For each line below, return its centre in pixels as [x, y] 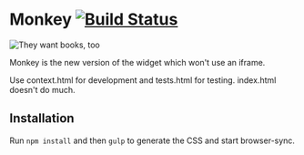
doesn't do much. [42, 89]
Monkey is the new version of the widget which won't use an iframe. [137, 62]
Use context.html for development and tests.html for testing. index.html [143, 80]
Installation [42, 119]
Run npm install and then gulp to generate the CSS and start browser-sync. [152, 140]
